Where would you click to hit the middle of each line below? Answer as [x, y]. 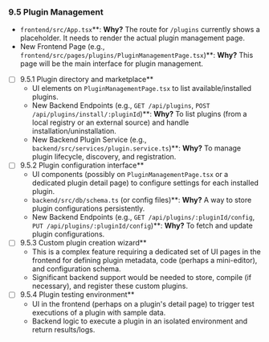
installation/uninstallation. [74, 131]
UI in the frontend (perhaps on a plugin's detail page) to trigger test [143, 303]
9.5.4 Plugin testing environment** [77, 295]
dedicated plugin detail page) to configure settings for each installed [145, 183]
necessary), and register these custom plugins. [110, 286]
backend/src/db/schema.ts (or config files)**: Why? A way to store [142, 200]
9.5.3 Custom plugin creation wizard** [83, 243]
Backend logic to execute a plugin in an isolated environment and [140, 321]
